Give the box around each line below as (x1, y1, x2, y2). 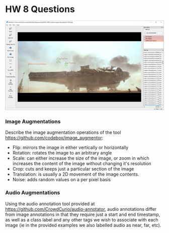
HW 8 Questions (5, 4, 75, 15)
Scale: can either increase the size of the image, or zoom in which (12, 155, 149, 162)
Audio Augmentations (5, 189, 60, 196)
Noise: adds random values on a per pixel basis (12, 177, 111, 183)
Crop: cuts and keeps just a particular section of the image (12, 166, 134, 172)
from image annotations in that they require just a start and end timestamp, (5, 211, 160, 217)
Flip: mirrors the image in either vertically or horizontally (12, 144, 129, 150)
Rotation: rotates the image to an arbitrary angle (12, 150, 112, 156)
